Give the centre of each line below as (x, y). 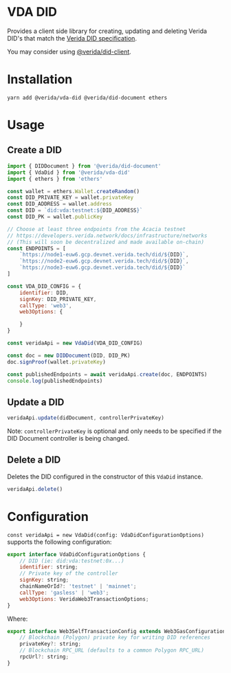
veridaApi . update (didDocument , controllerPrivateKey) (86, 418)
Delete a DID (34, 460)
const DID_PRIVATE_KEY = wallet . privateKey (70, 198)
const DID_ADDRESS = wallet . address (59, 204)
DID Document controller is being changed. (68, 439)
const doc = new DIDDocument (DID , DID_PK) (69, 355)
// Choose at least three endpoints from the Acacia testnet (97, 229)
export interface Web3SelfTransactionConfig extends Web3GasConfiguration (117, 631)
